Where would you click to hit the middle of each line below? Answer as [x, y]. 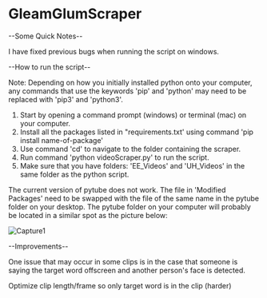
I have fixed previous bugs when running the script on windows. [114, 51]
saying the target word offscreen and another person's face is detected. [127, 270]
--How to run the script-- [50, 67]
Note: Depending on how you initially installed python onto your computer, [131, 82]
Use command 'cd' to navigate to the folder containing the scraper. [130, 149]
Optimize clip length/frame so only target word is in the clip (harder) [120, 285]
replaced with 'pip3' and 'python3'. [66, 99]
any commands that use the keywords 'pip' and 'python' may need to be [128, 91]
